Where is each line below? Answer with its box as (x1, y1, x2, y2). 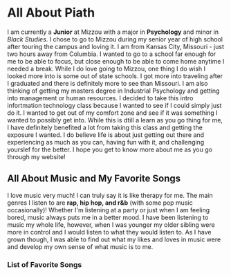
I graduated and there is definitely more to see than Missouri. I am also (7, 79, 208, 87)
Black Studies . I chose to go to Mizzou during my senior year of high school (7, 35, 223, 43)
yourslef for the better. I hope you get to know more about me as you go (7, 145, 213, 154)
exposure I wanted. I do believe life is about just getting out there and (7, 130, 205, 139)
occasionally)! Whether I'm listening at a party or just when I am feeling (7, 205, 210, 214)
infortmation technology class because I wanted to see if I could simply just (7, 101, 222, 109)
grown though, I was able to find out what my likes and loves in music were (7, 235, 221, 243)
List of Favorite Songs (7, 259, 82, 269)
